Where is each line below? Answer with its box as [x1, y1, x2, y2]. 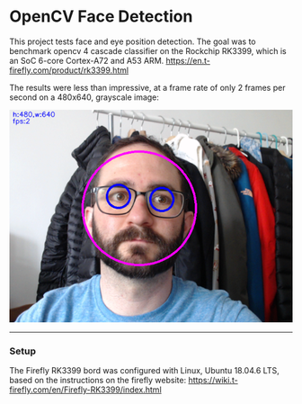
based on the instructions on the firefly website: [9, 375, 187, 386]
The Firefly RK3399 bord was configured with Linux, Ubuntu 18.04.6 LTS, [9, 365, 280, 376]
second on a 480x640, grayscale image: [9, 92, 160, 103]
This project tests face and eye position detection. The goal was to [9, 36, 256, 47]
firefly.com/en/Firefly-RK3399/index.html [9, 384, 162, 395]
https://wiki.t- [188, 375, 238, 386]
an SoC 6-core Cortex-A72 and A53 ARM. [9, 55, 164, 66]
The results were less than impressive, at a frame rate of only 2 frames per [9, 82, 286, 93]
